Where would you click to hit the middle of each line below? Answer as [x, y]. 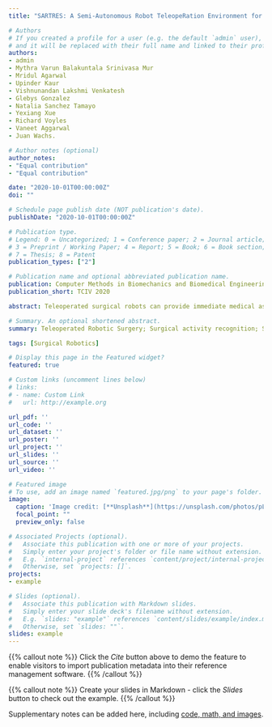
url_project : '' [36, 447]
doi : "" [21, 195]
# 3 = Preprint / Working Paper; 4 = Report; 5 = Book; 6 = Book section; [137, 247]
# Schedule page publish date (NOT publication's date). [106, 210]
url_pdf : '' [28, 417]
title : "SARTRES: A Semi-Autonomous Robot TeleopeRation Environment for [136, 16]
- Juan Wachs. [32, 136]
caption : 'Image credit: [57, 507]
